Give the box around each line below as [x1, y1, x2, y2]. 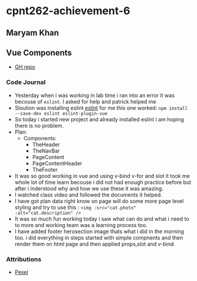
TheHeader [32, 141, 60, 148]
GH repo [14, 63, 35, 70]
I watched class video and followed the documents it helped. [14, 191, 162, 198]
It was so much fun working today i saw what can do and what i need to [14, 215, 190, 222]
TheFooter [32, 166, 58, 173]
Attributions [6, 255, 42, 263]
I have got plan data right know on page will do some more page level [14, 197, 184, 205]
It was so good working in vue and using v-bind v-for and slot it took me [14, 172, 190, 179]
